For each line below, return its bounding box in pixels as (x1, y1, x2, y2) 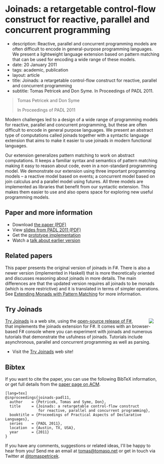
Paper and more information (5, 209, 93, 217)
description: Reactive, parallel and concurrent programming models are (12, 40, 157, 46)
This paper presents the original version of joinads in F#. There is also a (5, 265, 150, 271)
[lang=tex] (5, 391, 27, 396)
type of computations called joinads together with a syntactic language (5, 132, 149, 138)
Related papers (5, 251, 53, 260)
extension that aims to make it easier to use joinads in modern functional (5, 137, 152, 143)
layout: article (12, 72, 40, 78)
